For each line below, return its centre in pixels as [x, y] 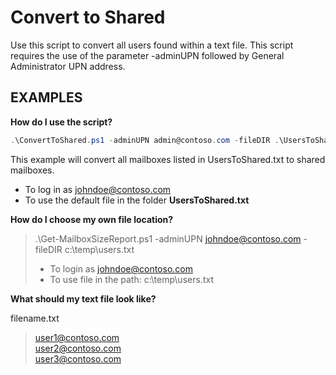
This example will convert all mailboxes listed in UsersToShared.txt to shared [168, 159]
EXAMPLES [46, 97]
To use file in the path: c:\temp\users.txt [131, 279]
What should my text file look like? [83, 298]
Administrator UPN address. [68, 66]
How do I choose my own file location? [92, 219]
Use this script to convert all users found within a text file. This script [152, 45]
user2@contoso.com [78, 348]
